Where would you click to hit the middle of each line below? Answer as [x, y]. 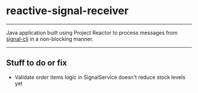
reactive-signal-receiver [67, 11]
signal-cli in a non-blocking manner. [50, 39]
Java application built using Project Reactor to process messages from [92, 32]
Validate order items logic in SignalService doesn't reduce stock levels [100, 77]
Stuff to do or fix [37, 63]
